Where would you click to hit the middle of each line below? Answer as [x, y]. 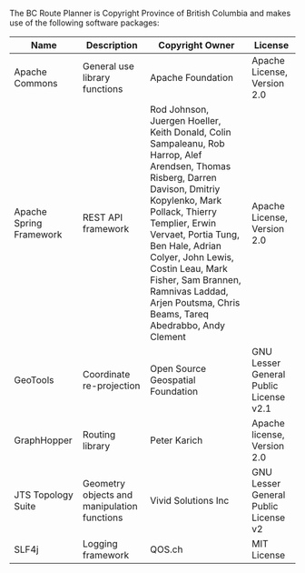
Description [112, 45]
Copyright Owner [197, 45]
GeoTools [34, 380]
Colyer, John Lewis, [192, 257]
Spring [28, 223]
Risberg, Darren [183, 178]
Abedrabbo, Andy [187, 325]
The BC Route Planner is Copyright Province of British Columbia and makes [150, 13]
